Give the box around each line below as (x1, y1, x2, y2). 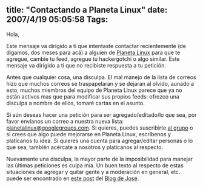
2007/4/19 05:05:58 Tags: (6, 15, 108, 25)
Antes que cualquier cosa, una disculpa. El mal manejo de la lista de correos (6, 73, 196, 81)
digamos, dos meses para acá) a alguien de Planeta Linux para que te (6, 49, 181, 56)
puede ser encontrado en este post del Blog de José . (6, 175, 139, 182)
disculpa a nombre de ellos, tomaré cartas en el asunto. (6, 99, 145, 106)
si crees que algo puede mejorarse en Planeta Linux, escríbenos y (6, 130, 171, 138)
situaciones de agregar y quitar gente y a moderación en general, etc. (6, 168, 181, 175)
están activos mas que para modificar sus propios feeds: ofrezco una (6, 92, 180, 100)
